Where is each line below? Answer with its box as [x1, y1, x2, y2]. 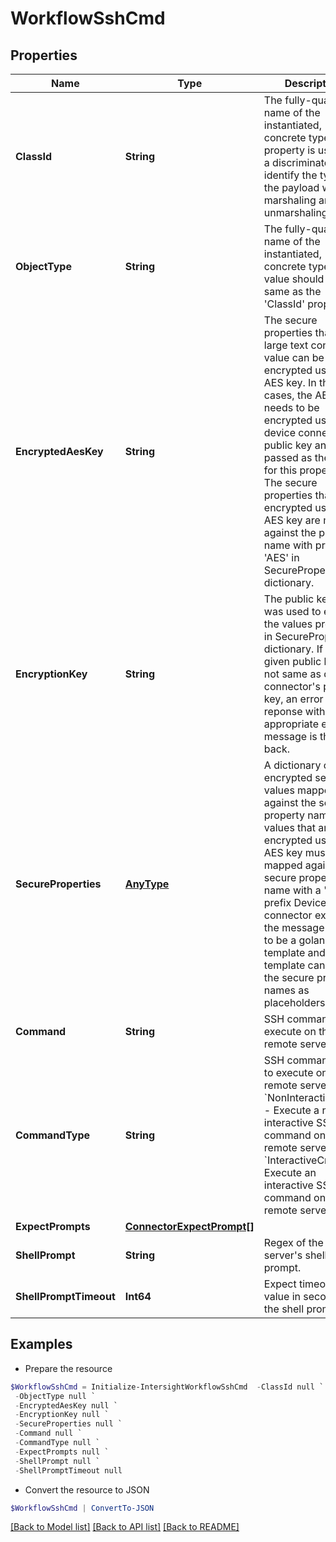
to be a [263, 933, 297, 947]
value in [263, 1290, 301, 1303]
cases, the [263, 388, 313, 402]
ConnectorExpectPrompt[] [124, 1220, 255, 1233]
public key [263, 438, 313, 452]
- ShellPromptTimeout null [14, 1465, 123, 1476]
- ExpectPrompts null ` [14, 1447, 110, 1457]
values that [263, 821, 317, 834]
